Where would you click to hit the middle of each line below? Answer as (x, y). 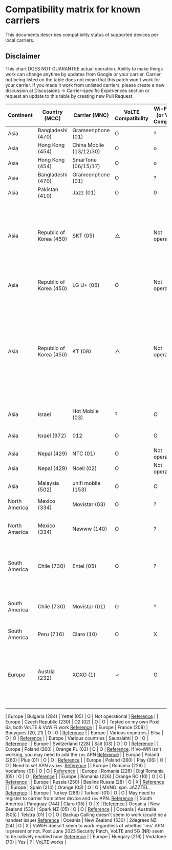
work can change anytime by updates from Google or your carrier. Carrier (83, 74)
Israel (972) (52, 436)
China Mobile (88, 145)
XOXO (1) (84, 675)
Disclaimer (23, 56)
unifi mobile (87, 483)
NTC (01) (84, 454)
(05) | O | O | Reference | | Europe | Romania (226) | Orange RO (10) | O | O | (85, 776)
